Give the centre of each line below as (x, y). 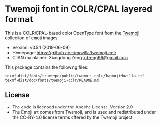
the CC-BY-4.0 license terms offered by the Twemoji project (72, 117)
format (19, 19)
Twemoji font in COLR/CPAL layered (79, 9)
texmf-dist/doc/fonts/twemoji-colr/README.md (52, 80)
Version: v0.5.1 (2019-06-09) (41, 47)
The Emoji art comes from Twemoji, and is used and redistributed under (84, 112)
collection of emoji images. (32, 38)
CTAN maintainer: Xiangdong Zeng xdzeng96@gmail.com (70, 57)
